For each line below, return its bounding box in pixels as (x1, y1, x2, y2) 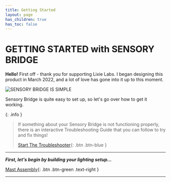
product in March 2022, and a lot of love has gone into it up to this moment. (5, 77, 164, 83)
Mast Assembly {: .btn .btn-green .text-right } (5, 166, 99, 173)
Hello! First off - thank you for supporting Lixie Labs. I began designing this (5, 71, 163, 77)
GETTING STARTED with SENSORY (5, 44, 155, 55)
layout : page (5, 12, 33, 17)
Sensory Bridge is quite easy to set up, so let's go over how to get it (5, 96, 148, 102)
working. (5, 102, 24, 108)
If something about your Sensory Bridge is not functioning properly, (17, 122, 160, 128)
